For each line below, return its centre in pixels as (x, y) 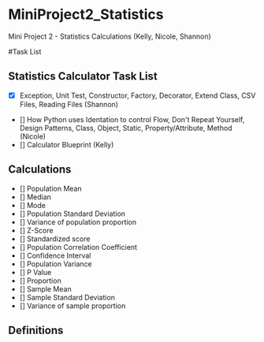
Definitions (36, 331)
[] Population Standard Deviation (73, 214)
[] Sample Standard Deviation (67, 297)
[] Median (35, 197)
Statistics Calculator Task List (83, 76)
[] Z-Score (36, 230)
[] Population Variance (56, 264)
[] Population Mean (50, 188)
